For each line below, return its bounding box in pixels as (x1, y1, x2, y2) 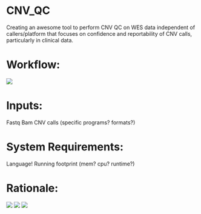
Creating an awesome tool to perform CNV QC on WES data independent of (6, 24, 196, 31)
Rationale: (6, 181, 59, 195)
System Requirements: (6, 140, 124, 153)
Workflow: (6, 58, 61, 72)
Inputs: (6, 99, 43, 113)
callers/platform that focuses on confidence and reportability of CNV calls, (6, 30, 193, 37)
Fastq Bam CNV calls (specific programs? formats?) (6, 119, 136, 126)
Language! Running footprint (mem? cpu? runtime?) (6, 160, 135, 167)
